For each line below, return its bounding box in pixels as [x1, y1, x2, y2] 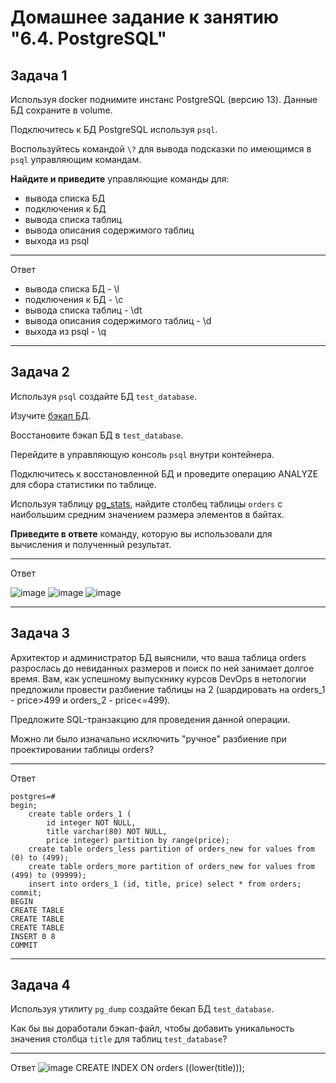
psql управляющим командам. [10, 154, 142, 165]
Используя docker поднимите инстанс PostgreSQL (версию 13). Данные [10, 94, 318, 105]
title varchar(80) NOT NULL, [46, 826, 168, 836]
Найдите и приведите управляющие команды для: [10, 173, 230, 185]
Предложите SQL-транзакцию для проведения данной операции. [10, 713, 291, 725]
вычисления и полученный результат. [10, 538, 172, 550]
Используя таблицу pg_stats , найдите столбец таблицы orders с [10, 497, 283, 510]
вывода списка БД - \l [24, 283, 120, 295]
